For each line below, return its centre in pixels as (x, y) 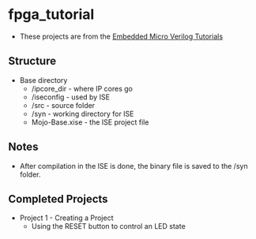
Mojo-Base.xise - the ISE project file (90, 122)
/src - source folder (63, 105)
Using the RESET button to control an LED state (108, 226)
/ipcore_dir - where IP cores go (82, 88)
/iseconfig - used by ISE (71, 97)
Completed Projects (58, 199)
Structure (32, 61)
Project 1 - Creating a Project (66, 218)
